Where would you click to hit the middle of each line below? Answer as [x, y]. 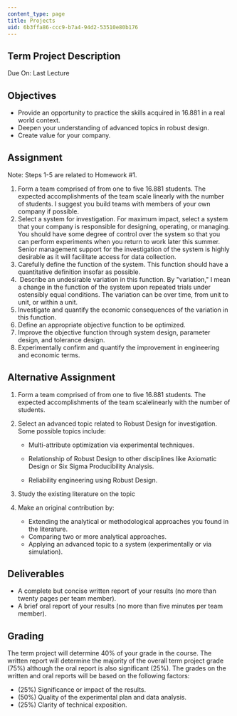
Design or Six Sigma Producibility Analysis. [91, 466]
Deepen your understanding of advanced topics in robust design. [114, 128]
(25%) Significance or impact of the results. [82, 690]
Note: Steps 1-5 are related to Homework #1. [72, 174]
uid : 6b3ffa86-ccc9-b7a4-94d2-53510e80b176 [73, 27]
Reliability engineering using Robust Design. [93, 480]
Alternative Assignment [62, 378]
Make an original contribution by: [66, 507]
